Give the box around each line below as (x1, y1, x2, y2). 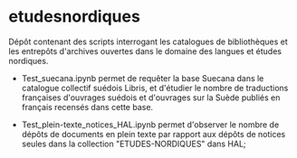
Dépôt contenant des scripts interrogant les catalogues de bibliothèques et (8, 36, 288, 47)
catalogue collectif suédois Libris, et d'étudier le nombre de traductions (21, 82, 289, 93)
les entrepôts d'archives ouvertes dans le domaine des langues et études (8, 45, 283, 56)
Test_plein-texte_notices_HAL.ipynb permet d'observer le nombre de (21, 119, 280, 130)
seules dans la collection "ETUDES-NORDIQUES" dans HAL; (21, 138, 246, 149)
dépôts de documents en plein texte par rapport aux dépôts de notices (21, 128, 286, 139)
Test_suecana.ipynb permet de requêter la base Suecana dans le (21, 72, 264, 83)
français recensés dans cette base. (21, 101, 154, 112)
